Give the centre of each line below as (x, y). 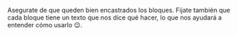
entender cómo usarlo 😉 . (45, 25)
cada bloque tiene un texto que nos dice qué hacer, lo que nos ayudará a (115, 17)
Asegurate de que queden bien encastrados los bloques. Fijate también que (119, 10)
